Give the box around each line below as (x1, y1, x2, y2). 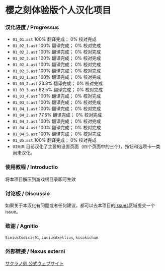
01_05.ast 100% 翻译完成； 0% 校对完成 (12, 137, 97, 143)
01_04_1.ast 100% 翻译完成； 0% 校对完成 (12, 105, 101, 112)
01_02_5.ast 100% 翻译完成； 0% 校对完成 (12, 68, 101, 74)
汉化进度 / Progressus (5, 24, 59, 31)
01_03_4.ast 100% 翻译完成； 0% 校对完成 (12, 93, 101, 99)
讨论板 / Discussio (5, 190, 50, 197)
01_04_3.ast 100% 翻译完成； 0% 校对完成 (12, 118, 101, 124)
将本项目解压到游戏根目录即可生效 (5, 176, 76, 182)
